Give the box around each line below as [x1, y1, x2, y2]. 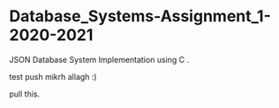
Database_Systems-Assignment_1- [9, 6, 271, 27]
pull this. [9, 89, 41, 99]
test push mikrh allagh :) [9, 71, 97, 81]
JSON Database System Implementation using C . [9, 54, 190, 65]
